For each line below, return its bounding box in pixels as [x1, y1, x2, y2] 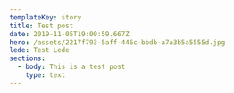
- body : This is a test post [17, 63, 126, 72]
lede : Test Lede [9, 46, 70, 55]
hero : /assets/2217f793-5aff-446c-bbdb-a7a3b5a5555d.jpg [9, 37, 226, 47]
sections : [9, 54, 46, 63]
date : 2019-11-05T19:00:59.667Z [9, 29, 130, 38]
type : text [25, 71, 66, 80]
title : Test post [9, 21, 74, 30]
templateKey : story [9, 12, 82, 22]
